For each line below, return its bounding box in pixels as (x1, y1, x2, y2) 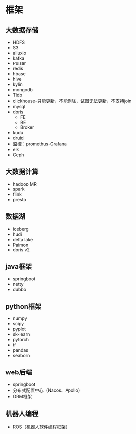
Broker (20, 124, 34, 130)
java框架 (5, 262, 32, 271)
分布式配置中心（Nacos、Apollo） (12, 387, 83, 393)
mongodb (12, 87, 33, 92)
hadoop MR (12, 181, 37, 186)
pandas (12, 347, 29, 353)
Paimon (12, 242, 29, 248)
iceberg (12, 226, 29, 232)
